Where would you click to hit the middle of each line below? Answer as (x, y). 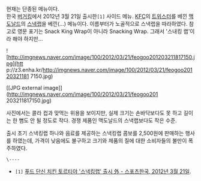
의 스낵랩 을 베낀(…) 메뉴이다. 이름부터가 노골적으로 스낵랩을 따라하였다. (104, 24)
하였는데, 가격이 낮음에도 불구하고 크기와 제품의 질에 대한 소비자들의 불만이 (100, 141)
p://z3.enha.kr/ (25, 70)
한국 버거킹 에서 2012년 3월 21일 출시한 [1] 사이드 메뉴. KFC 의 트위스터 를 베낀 (97, 16)
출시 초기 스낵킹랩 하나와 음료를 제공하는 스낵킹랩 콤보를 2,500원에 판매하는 (95, 133)
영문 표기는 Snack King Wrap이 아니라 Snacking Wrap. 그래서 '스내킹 (100, 31)
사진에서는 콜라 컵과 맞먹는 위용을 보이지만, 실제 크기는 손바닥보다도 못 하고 (94, 113)
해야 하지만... (28, 39)
